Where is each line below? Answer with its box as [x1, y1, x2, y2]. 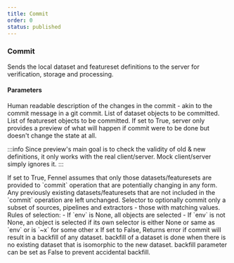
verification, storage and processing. [7, 69, 114, 78]
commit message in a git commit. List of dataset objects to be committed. [7, 109, 220, 117]
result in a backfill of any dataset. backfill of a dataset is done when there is [7, 233, 226, 241]
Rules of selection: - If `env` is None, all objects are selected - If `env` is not [7, 210, 226, 219]
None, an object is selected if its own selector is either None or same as [7, 218, 216, 227]
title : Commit [7, 10, 49, 18]
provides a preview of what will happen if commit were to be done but [7, 123, 209, 132]
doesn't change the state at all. [7, 131, 97, 140]
